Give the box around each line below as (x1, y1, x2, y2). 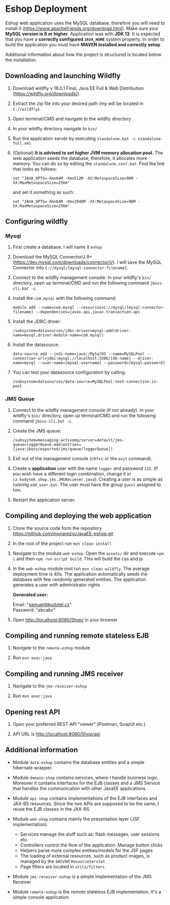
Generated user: (12, 591, 48, 598)
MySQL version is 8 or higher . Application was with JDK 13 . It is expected (5, 31, 161, 37)
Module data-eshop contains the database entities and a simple (12, 759, 145, 765)
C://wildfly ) (12, 105, 40, 112)
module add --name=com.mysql (12, 305, 75, 310)
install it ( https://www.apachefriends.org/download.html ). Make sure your (5, 25, 159, 31)
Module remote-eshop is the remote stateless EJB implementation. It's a (12, 889, 161, 895)
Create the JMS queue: (12, 428, 61, 434)
